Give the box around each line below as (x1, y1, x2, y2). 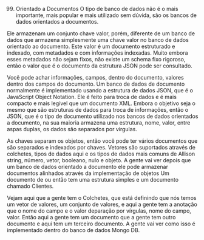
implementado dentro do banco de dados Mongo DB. (7, 227, 140, 233)
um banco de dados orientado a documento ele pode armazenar (7, 163, 169, 170)
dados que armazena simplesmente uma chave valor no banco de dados (7, 36, 189, 43)
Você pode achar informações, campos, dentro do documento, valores (7, 74, 184, 81)
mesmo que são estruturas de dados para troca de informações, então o (7, 106, 189, 113)
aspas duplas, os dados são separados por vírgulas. (7, 126, 137, 132)
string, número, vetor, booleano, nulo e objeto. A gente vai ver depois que (7, 157, 191, 163)
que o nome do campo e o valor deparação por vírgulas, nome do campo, (7, 207, 192, 214)
